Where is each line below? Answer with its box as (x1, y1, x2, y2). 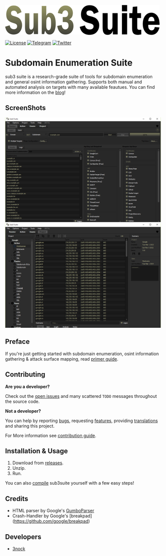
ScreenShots (5, 104, 46, 112)
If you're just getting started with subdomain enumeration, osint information (5, 351, 159, 357)
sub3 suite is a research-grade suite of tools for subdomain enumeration (5, 73, 153, 79)
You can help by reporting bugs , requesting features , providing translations (5, 418, 158, 424)
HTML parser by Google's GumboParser (12, 508, 94, 514)
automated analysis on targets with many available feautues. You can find (5, 84, 155, 90)
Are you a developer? (5, 383, 50, 389)
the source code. (5, 398, 40, 404)
